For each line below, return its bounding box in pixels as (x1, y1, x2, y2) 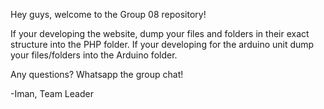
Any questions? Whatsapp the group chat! (10, 69, 184, 80)
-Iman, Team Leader (10, 88, 94, 99)
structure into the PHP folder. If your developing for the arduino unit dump (10, 39, 315, 50)
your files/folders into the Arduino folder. (10, 49, 178, 61)
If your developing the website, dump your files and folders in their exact (10, 28, 310, 39)
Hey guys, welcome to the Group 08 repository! (10, 9, 207, 20)
